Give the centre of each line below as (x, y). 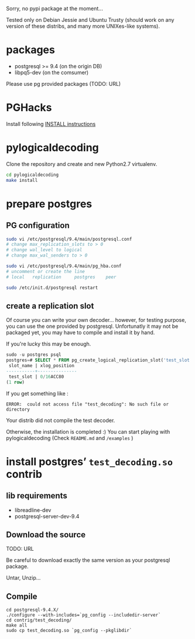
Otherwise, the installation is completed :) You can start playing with (88, 431)
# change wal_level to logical (44, 250)
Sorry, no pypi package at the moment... (55, 9)
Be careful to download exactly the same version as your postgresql (88, 560)
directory (18, 409)
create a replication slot (50, 306)
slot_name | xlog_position (42, 366)
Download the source (46, 535)
